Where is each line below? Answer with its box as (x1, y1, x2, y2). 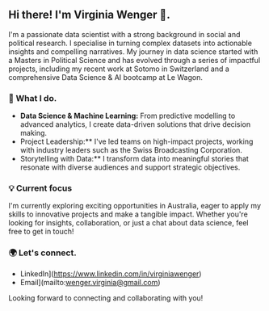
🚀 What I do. (8, 92, 57, 103)
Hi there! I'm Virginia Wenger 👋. (8, 8, 171, 22)
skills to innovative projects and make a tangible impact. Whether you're (8, 209, 248, 219)
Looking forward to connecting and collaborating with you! (8, 292, 204, 303)
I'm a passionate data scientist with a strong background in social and (8, 29, 241, 39)
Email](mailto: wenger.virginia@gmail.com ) (19, 277, 161, 287)
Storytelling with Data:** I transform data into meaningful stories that (19, 154, 249, 164)
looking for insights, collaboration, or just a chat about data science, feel (8, 218, 249, 228)
